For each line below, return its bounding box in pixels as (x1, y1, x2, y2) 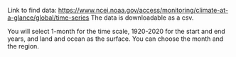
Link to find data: (7, 6, 57, 14)
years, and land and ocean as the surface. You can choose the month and (7, 34, 224, 43)
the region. (7, 42, 39, 50)
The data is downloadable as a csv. (90, 13, 194, 22)
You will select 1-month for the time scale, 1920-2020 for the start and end (7, 27, 225, 35)
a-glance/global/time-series (7, 13, 90, 22)
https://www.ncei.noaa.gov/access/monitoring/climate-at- (58, 6, 229, 14)
